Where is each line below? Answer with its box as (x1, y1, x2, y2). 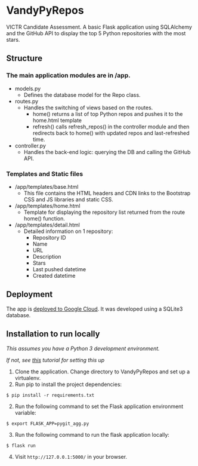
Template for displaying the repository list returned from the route (23, 209, 185, 216)
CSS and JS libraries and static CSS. (23, 195, 113, 203)
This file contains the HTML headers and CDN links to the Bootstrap (23, 189, 191, 197)
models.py (14, 85, 41, 92)
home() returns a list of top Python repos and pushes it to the (32, 110, 183, 117)
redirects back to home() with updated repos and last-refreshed (32, 129, 190, 136)
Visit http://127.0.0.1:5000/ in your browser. (14, 453, 127, 460)
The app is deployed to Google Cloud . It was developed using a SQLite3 (6, 305, 183, 312)
